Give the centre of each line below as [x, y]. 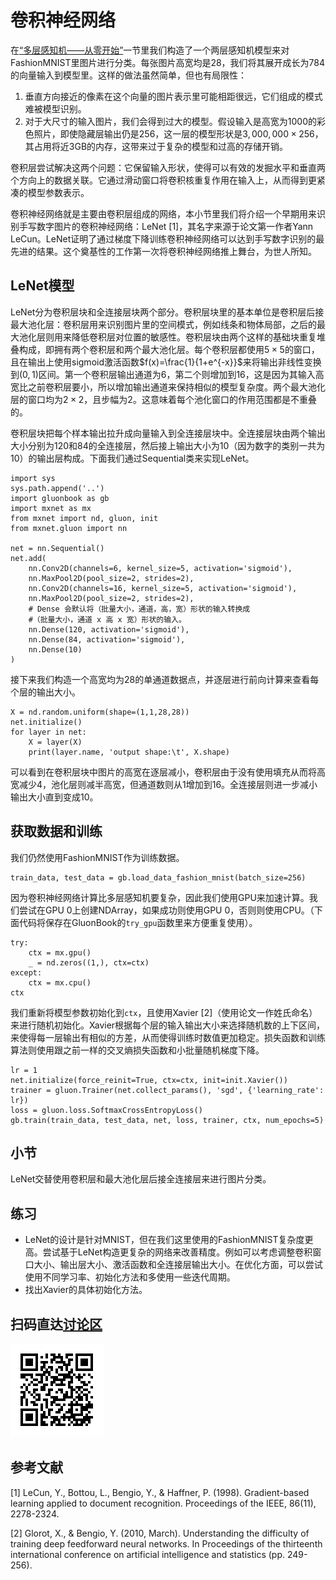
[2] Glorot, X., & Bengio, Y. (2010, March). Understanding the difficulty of [160, 1533]
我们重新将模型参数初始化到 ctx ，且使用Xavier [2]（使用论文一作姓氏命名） [164, 1012]
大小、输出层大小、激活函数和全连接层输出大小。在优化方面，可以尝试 [178, 1265]
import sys [33, 478]
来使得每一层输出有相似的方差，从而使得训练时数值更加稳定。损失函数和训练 [168, 1037]
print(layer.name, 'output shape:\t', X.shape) [129, 752]
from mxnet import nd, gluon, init [84, 518]
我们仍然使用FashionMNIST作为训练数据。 [97, 857]
